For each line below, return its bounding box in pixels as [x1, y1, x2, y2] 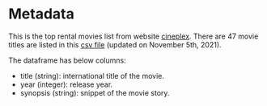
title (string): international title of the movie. [19, 71, 164, 80]
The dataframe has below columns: [8, 55, 127, 65]
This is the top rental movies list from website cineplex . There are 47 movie [8, 31, 259, 41]
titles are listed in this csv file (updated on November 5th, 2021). [8, 39, 222, 49]
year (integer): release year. [19, 79, 113, 89]
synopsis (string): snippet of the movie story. [19, 88, 170, 97]
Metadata [8, 5, 74, 23]
